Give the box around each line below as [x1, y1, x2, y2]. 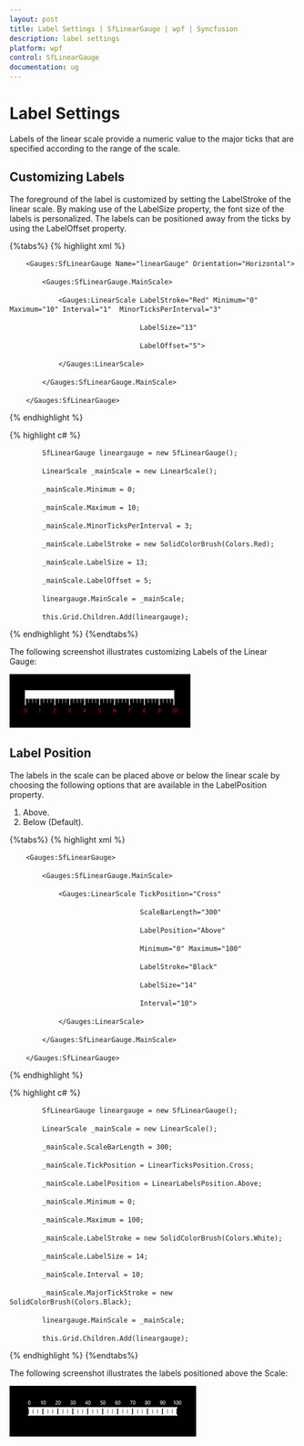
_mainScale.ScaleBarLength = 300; [42, 1142, 173, 1152]
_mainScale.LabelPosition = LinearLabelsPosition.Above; [42, 1179, 262, 1188]
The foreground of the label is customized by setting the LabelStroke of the [9, 193, 291, 204]
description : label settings [9, 34, 120, 43]
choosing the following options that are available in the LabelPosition [9, 780, 267, 790]
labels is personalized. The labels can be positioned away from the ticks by [9, 212, 291, 223]
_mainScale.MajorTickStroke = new [42, 1288, 173, 1297]
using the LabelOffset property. [9, 222, 127, 233]
